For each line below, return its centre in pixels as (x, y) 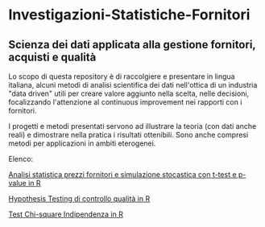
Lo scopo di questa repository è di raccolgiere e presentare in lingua (122, 76)
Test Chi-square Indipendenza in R (66, 214)
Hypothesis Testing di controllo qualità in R (79, 198)
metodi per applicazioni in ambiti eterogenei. (82, 143)
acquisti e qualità (52, 57)
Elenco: (21, 159)
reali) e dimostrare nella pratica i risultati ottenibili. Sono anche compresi (128, 135)
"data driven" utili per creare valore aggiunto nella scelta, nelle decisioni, (129, 93)
